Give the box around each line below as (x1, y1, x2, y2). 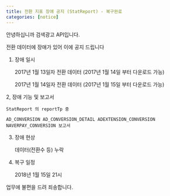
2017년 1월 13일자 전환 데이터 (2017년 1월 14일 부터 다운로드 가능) (14, 68, 165, 75)
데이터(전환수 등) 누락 (14, 146, 64, 153)
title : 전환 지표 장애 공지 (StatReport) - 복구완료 (6, 8, 123, 15)
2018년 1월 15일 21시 (14, 171, 63, 178)
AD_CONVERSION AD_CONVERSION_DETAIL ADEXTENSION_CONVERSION (6, 116, 156, 122)
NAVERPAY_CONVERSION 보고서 (6, 123, 71, 129)
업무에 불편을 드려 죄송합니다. (6, 183, 74, 191)
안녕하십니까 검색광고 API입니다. (6, 31, 80, 38)
